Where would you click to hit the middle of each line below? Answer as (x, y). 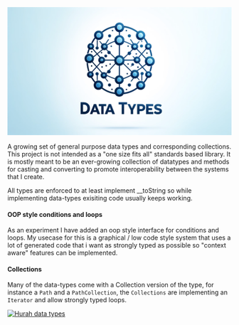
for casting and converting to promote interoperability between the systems (118, 169)
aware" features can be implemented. (63, 253)
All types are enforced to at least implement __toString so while (100, 190)
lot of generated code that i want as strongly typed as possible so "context (117, 245)
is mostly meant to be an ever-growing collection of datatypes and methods (118, 161)
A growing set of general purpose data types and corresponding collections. (119, 146)
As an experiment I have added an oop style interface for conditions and (113, 230)
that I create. (26, 176)
